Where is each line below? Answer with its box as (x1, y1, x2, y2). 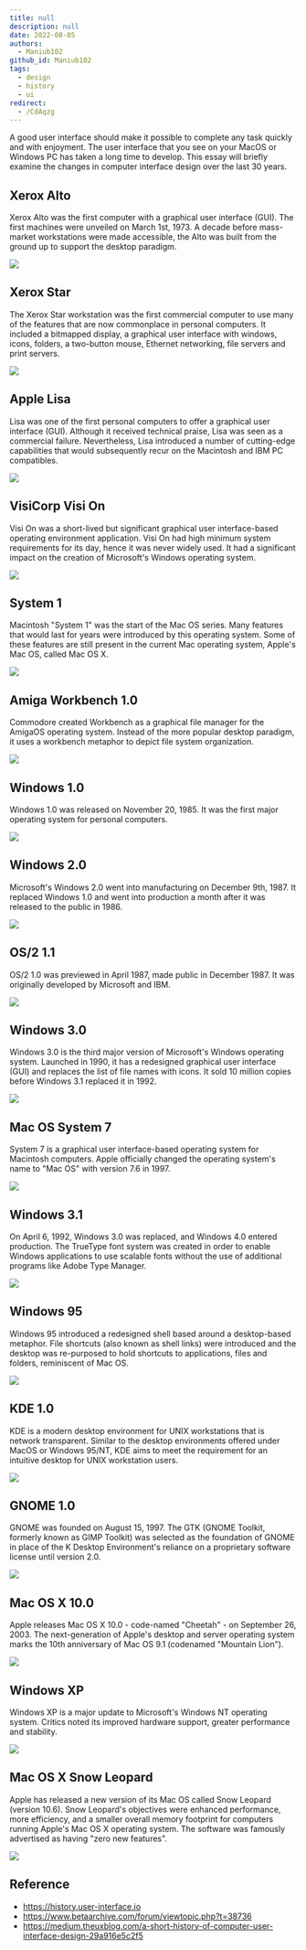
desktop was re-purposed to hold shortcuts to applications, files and (9, 1347, 268, 1358)
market (9, 231, 37, 242)
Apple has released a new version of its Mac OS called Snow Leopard (9, 1794, 271, 1805)
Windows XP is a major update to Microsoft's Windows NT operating (9, 1707, 268, 1718)
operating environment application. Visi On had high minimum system (9, 532, 271, 543)
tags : (9, 65, 30, 74)
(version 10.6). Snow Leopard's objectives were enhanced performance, (9, 1804, 281, 1815)
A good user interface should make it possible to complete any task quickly (9, 132, 292, 143)
